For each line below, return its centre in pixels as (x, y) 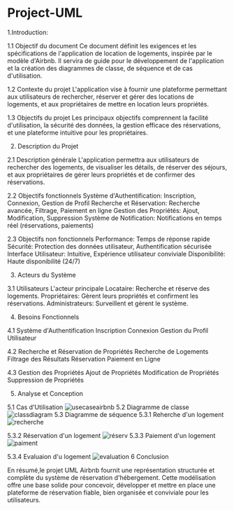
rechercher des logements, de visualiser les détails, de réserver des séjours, (117, 167)
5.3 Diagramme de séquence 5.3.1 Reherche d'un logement (139, 414)
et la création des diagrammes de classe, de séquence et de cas (100, 68)
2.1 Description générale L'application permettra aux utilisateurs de (103, 160)
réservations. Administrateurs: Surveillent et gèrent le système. (98, 303)
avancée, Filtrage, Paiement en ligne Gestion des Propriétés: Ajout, (104, 210)
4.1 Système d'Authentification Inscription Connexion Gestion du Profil (108, 330)
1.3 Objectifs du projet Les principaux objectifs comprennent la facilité (108, 118)
